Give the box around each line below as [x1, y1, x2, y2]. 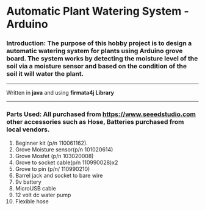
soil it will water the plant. [6, 70, 84, 78]
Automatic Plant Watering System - [6, 4, 189, 18]
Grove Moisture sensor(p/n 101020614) [15, 145, 113, 153]
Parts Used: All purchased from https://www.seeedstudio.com [6, 110, 196, 118]
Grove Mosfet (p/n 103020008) [15, 152, 94, 159]
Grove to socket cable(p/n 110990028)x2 [15, 159, 118, 166]
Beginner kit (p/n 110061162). [15, 139, 88, 147]
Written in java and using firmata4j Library [6, 89, 115, 96]
